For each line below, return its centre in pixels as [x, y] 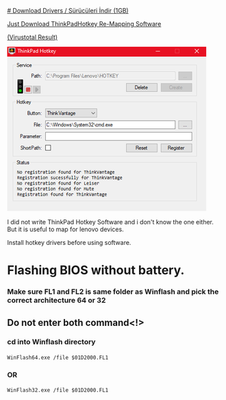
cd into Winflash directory [51, 342]
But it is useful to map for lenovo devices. [66, 229]
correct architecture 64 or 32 [56, 301]
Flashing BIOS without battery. [96, 270]
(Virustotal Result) [33, 37]
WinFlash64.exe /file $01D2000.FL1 [58, 357]
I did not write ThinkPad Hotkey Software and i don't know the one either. [111, 222]
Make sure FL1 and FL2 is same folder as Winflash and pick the [113, 292]
